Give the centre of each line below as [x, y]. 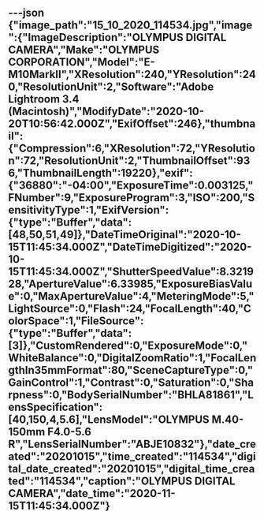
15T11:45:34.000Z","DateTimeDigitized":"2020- [130, 247]
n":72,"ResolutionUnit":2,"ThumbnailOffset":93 [129, 161]
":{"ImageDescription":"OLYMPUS [96, 37]
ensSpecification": [56, 407]
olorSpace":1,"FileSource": [76, 321]
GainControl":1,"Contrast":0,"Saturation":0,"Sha [131, 383]
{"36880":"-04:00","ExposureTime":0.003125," [131, 186]
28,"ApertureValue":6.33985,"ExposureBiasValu [130, 284]
